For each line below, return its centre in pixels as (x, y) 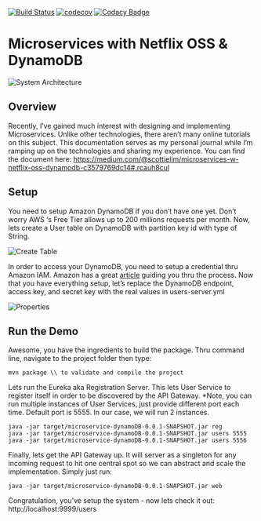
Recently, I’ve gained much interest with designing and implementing (120, 126)
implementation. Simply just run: (60, 472)
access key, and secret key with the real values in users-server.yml (116, 291)
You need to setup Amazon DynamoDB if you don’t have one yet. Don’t (122, 211)
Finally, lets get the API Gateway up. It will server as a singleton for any (122, 455)
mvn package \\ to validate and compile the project (96, 373)
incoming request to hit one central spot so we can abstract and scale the (127, 464)
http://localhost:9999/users (53, 509)
